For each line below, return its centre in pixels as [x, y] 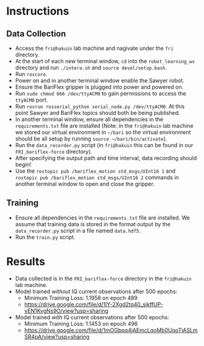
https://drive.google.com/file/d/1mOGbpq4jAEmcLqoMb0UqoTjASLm [111, 330]
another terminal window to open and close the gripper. [85, 184]
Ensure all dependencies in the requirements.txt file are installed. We [102, 218]
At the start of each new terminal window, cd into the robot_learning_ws [105, 61]
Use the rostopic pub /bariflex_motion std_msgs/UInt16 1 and [95, 171]
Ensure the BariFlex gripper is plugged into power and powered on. [99, 87]
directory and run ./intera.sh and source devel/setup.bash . [91, 67]
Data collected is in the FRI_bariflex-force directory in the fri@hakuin [103, 279]
